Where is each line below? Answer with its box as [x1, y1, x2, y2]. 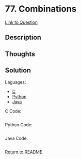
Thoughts [5, 50, 35, 58]
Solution [5, 66, 31, 74]
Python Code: [5, 122, 32, 128]
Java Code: [5, 135, 28, 141]
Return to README [5, 149, 43, 155]
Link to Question [5, 19, 38, 25]
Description [5, 33, 41, 42]
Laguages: [5, 79, 26, 85]
